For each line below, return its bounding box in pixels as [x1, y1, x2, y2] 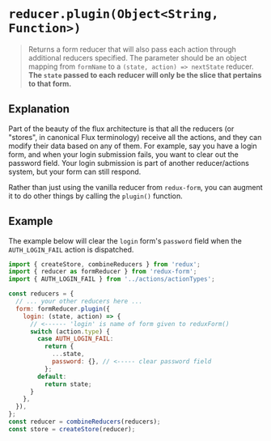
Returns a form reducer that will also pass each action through [28, 44, 237, 54]
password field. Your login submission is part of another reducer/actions [8, 158, 249, 167]
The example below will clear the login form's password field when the [8, 235, 243, 245]
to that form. [28, 78, 72, 88]
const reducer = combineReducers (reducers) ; [8, 418, 161, 426]
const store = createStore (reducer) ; [8, 425, 136, 433]
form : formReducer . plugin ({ [15, 304, 111, 313]
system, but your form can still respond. [8, 167, 142, 176]
